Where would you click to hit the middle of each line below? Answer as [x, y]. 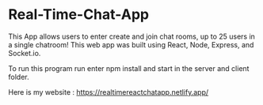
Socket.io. [25, 53]
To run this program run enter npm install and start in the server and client [129, 68]
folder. [19, 77]
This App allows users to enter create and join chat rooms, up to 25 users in [132, 36]
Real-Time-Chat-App [78, 15]
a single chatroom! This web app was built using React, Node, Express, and [131, 44]
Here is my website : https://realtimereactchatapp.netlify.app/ [109, 92]
